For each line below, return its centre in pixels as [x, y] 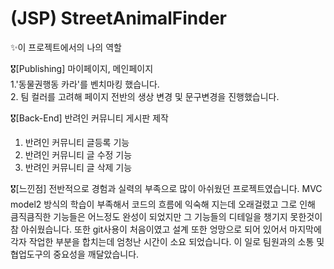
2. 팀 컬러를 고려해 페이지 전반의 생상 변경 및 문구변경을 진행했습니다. [145, 96]
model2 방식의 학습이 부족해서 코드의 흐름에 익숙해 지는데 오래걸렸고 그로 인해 [163, 204]
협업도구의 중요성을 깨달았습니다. [75, 254]
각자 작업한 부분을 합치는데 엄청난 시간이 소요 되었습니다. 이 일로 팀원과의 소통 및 [167, 241]
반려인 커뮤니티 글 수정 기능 [78, 154]
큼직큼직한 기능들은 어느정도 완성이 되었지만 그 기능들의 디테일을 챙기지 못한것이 [166, 216]
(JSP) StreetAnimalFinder [119, 18]
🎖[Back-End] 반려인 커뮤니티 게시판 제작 [89, 118]
